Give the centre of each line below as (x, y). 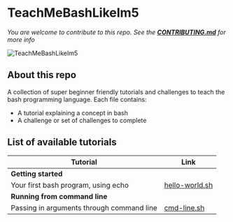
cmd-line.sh (184, 207)
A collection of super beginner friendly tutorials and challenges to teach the (116, 91)
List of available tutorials (62, 142)
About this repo (42, 75)
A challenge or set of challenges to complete (82, 120)
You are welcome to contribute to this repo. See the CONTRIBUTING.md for (116, 32)
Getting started (37, 174)
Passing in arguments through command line (84, 207)
